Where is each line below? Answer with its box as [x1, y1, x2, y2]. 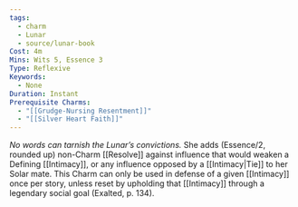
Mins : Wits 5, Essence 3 [9, 55, 103, 64]
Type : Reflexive [9, 64, 71, 74]
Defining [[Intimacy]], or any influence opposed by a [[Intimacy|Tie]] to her [9, 159, 288, 170]
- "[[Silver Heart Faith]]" [17, 114, 124, 123]
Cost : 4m [9, 47, 43, 56]
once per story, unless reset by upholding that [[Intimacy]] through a [9, 178, 265, 189]
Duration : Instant [9, 89, 79, 98]
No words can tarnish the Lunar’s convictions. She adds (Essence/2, [9, 140, 265, 151]
